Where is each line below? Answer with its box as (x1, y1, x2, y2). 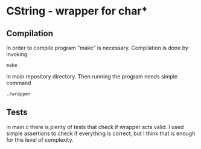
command (6, 80, 31, 86)
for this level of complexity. (6, 136, 74, 143)
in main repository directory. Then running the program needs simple (6, 73, 178, 80)
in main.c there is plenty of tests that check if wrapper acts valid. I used (6, 123, 184, 130)
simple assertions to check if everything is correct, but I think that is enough (6, 130, 196, 137)
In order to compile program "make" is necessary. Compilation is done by (6, 44, 189, 51)
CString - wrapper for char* (6, 4, 148, 18)
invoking (6, 51, 28, 58)
